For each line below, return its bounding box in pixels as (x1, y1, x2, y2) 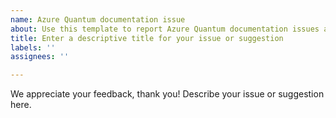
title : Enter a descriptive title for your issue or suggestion (10, 33, 284, 43)
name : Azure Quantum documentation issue (10, 14, 186, 25)
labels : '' (10, 42, 56, 53)
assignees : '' (10, 52, 70, 62)
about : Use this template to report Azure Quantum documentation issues (10, 24, 320, 34)
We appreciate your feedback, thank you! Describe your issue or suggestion (10, 88, 325, 100)
